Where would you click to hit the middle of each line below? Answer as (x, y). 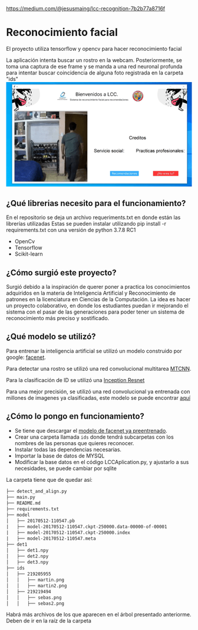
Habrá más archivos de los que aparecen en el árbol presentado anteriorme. (99, 614)
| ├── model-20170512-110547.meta (51, 538)
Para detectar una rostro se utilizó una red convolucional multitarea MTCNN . (99, 368)
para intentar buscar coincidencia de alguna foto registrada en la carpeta (95, 73)
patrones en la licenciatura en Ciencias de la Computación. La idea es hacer (98, 299)
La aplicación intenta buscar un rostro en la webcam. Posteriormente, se (94, 60)
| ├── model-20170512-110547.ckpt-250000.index (68, 533)
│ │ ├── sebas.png (34, 598)
